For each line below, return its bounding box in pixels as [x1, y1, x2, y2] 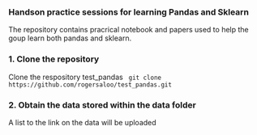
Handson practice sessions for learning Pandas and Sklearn [8, 6, 250, 18]
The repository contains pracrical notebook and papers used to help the [8, 25, 249, 35]
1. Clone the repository [8, 53, 100, 65]
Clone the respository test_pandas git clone [8, 72, 162, 82]
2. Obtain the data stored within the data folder [8, 99, 196, 111]
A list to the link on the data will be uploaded [8, 117, 156, 127]
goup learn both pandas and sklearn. [8, 33, 132, 43]
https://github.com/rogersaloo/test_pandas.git [8, 80, 173, 89]
